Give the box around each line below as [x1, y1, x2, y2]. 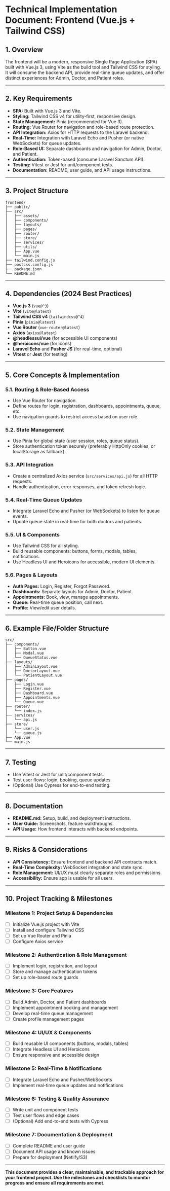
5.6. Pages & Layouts [5, 571, 58, 579]
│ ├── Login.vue [5, 682, 44, 687]
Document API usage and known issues [12, 1148, 96, 1154]
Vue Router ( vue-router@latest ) [12, 324, 80, 331]
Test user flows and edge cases [12, 1112, 79, 1118]
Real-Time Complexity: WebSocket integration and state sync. [12, 864, 144, 870]
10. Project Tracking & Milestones [5, 894, 113, 903]
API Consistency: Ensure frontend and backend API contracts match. [12, 858, 158, 865]
